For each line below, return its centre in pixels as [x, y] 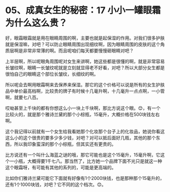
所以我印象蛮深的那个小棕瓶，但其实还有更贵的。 [65, 144]
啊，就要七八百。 [23, 97]
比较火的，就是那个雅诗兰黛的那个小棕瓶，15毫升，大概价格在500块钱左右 [82, 114]
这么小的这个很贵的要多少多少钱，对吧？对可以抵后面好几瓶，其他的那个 [80, 137]
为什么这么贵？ [36, 23]
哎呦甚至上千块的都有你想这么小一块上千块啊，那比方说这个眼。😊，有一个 [83, 108]
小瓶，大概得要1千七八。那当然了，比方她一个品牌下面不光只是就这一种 [88, 161]
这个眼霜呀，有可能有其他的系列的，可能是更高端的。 [61, 167]
